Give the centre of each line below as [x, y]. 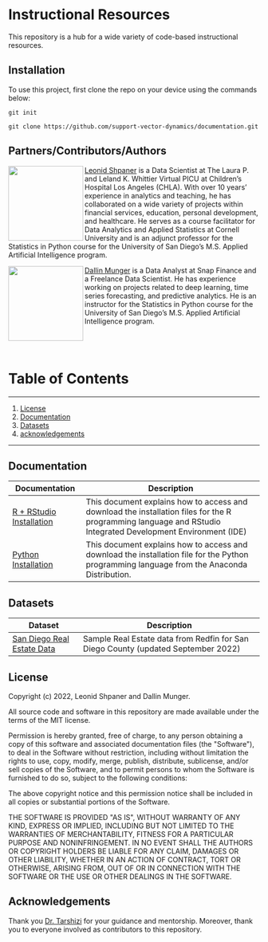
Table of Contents [69, 378]
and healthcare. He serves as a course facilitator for [170, 221]
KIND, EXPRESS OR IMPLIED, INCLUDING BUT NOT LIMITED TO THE [121, 826]
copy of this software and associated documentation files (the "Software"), [132, 744]
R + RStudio [34, 512]
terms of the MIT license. [49, 720]
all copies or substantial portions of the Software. [89, 802]
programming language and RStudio [153, 522]
